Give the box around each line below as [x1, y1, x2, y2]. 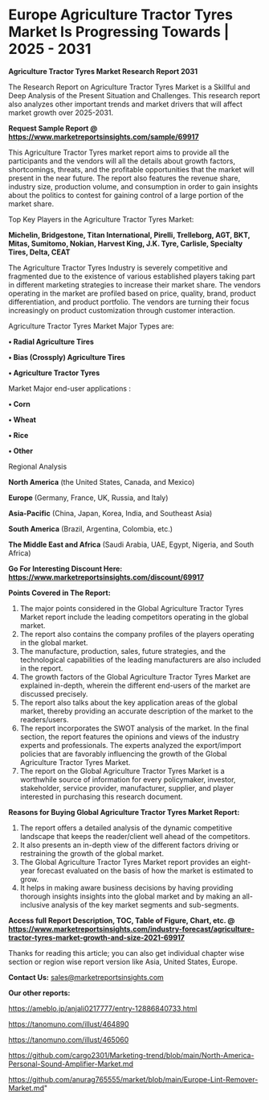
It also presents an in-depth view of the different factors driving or [19, 840, 239, 850]
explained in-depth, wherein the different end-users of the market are [19, 680, 251, 690]
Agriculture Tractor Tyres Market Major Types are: [8, 320, 174, 331]
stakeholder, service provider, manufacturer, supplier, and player [19, 783, 234, 792]
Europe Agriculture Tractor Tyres [8, 6, 233, 24]
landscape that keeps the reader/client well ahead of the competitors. [19, 831, 251, 841]
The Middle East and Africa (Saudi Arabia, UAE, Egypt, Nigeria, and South [8, 540, 255, 549]
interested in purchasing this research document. [19, 792, 183, 801]
